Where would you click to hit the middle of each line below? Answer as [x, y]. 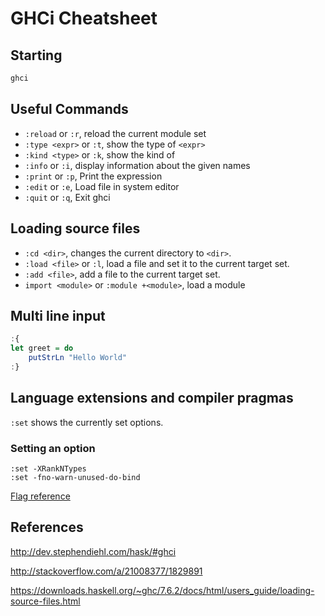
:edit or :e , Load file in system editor [102, 186]
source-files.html [45, 601]
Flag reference [40, 496]
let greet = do [42, 348]
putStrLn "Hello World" [78, 358]
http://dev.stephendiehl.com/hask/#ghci [93, 551]
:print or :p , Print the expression [93, 176]
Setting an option [53, 448]
